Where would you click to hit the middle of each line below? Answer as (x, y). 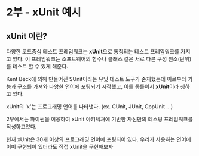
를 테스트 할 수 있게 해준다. (37, 66)
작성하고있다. (22, 127)
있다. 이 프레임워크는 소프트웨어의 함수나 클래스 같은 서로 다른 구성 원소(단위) (102, 59)
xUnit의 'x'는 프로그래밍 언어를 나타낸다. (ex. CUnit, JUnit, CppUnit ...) (90, 107)
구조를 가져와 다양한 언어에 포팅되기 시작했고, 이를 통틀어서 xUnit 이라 (98, 86)
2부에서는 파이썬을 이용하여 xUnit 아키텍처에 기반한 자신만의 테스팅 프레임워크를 (99, 119)
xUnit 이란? (27, 36)
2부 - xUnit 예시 (44, 12)
